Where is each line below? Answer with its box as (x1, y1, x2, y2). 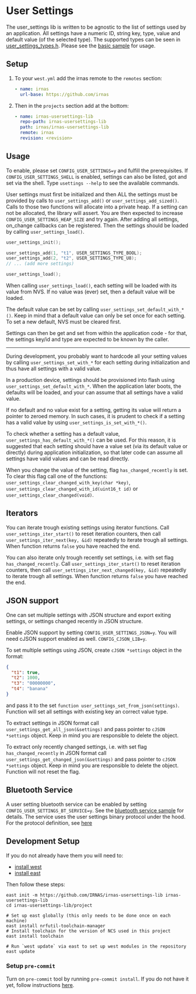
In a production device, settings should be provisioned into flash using (6, 377, 175, 384)
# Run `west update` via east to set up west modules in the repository (6, 943, 187, 949)
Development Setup (6, 836, 80, 846)
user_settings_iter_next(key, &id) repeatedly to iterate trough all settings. (6, 536, 188, 543)
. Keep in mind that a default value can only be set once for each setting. (11, 312, 185, 319)
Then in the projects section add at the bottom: (14, 102, 129, 109)
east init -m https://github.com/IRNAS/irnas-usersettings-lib (6, 892, 163, 898)
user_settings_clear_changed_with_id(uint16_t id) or (6, 485, 138, 493)
